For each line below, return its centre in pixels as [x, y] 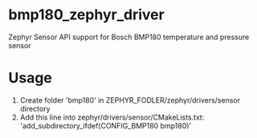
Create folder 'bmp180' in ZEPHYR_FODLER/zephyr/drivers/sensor [130, 100]
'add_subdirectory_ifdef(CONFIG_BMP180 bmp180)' [106, 125]
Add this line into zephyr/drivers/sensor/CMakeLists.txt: [112, 117]
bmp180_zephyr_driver [86, 15]
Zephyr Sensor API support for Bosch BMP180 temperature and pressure [129, 37]
